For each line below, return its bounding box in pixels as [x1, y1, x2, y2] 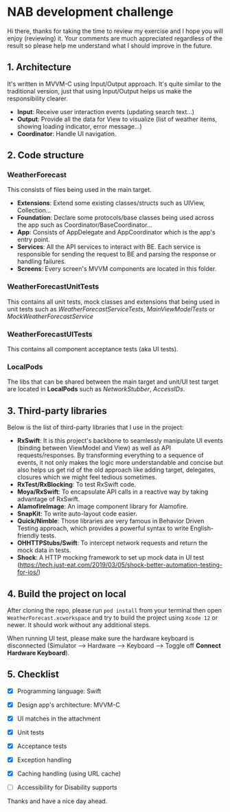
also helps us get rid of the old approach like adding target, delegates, [16, 465, 216, 474]
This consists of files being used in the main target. [7, 186, 152, 194]
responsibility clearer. [7, 94, 69, 102]
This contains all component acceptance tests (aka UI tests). [7, 345, 179, 353]
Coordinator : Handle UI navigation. [16, 129, 117, 138]
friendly [16, 531, 40, 540]
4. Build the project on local [7, 588, 127, 600]
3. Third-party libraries [7, 405, 108, 417]
